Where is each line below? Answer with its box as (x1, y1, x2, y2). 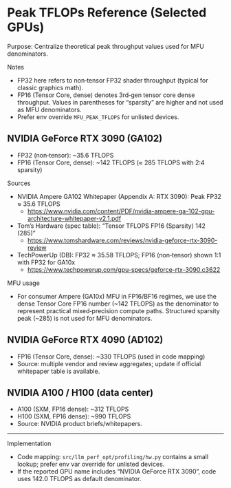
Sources (7, 179, 31, 187)
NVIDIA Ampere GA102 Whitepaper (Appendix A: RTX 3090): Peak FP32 (16, 192, 222, 200)
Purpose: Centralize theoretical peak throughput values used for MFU (7, 42, 204, 50)
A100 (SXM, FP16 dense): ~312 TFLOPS (16, 405, 129, 414)
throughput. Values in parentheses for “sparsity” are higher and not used (16, 98, 223, 106)
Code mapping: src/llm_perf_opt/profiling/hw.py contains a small (16, 453, 208, 461)
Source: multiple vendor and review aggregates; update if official (16, 359, 201, 368)
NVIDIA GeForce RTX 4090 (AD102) (7, 334, 164, 346)
